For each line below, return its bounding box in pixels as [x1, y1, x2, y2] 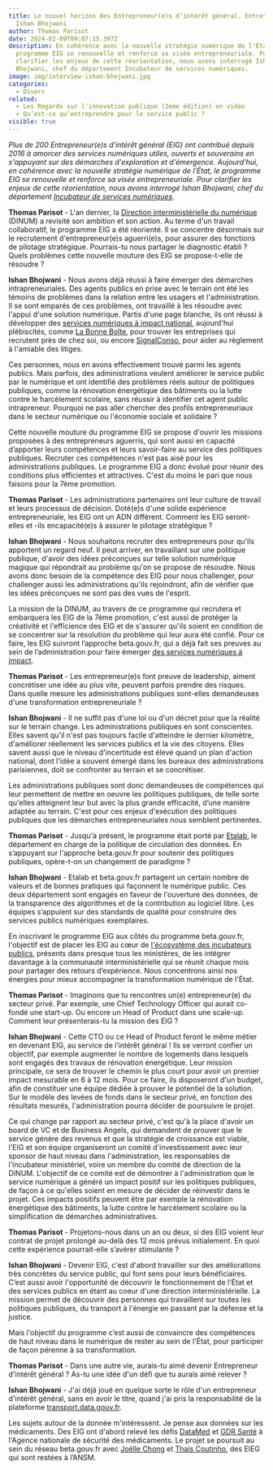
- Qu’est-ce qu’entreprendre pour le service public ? [15, 110, 206, 119]
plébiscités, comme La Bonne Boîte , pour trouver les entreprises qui [8, 326, 236, 336]
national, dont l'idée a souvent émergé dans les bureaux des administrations [8, 756, 264, 766]
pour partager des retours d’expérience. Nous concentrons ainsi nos [8, 966, 238, 975]
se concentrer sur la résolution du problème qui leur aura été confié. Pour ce [8, 629, 265, 639]
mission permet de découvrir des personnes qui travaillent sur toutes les [8, 1295, 251, 1304]
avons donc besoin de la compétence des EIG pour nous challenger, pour [8, 570, 254, 581]
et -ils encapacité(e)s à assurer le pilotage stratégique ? [25, 521, 213, 530]
